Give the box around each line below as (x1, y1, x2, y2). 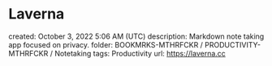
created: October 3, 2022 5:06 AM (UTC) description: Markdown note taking (8, 31, 265, 41)
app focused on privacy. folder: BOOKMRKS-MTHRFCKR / (8, 39, 203, 49)
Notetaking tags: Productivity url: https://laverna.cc (54, 48, 226, 58)
